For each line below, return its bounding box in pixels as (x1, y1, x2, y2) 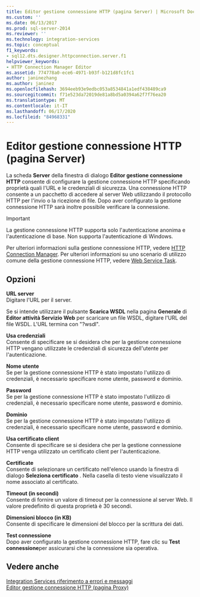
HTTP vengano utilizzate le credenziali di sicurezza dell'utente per (6, 345, 168, 352)
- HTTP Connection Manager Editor (6, 64, 92, 70)
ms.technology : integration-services (6, 36, 100, 42)
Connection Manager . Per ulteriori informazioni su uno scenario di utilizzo (6, 251, 186, 258)
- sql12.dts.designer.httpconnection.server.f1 (6, 53, 127, 59)
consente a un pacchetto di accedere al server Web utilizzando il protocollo (6, 191, 192, 198)
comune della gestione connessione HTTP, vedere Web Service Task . (6, 257, 177, 264)
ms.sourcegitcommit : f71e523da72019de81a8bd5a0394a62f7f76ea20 (6, 92, 167, 98)
